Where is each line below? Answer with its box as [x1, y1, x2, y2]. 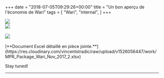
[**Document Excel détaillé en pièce [5, 44, 80, 49]
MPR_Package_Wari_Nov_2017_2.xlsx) [5, 54, 82, 60]
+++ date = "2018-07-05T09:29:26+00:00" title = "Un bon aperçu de [5, 4, 145, 10]
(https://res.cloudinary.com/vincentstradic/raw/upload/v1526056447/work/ [5, 48, 157, 54]
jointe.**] [80, 44, 99, 49]
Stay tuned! [5, 63, 28, 69]
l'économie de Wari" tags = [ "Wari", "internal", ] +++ [5, 9, 111, 15]
